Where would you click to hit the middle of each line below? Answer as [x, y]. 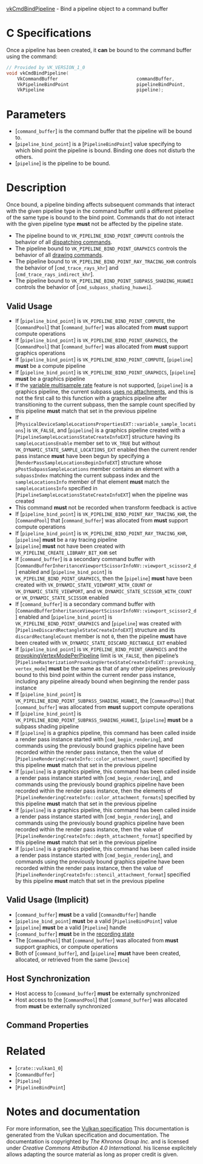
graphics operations [40, 353]
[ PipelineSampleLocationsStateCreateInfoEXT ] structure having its [98, 437]
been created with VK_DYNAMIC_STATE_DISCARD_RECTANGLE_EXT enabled [101, 643]
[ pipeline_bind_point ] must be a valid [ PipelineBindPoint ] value [96, 921]
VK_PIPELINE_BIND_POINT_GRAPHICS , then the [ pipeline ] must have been [104, 578]
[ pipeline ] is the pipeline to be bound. [63, 164]
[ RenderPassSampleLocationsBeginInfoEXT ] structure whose [88, 462]
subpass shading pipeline [47, 726]
